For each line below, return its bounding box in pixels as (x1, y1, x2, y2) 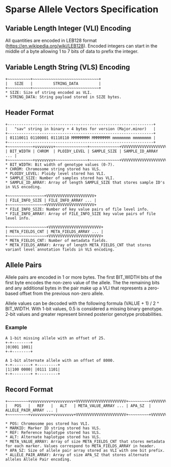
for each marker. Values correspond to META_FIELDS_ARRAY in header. (5, 443, 156, 449)
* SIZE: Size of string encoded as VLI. (5, 90, 93, 95)
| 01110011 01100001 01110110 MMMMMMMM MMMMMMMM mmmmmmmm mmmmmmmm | (5, 135, 156, 140)
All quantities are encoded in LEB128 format (5, 37, 97, 43)
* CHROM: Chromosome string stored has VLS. (5, 166, 101, 171)
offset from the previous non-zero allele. (19, 290, 104, 297)
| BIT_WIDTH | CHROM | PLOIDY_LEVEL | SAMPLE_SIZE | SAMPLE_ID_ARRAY (5, 149, 158, 154)
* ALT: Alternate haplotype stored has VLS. (5, 434, 101, 439)
